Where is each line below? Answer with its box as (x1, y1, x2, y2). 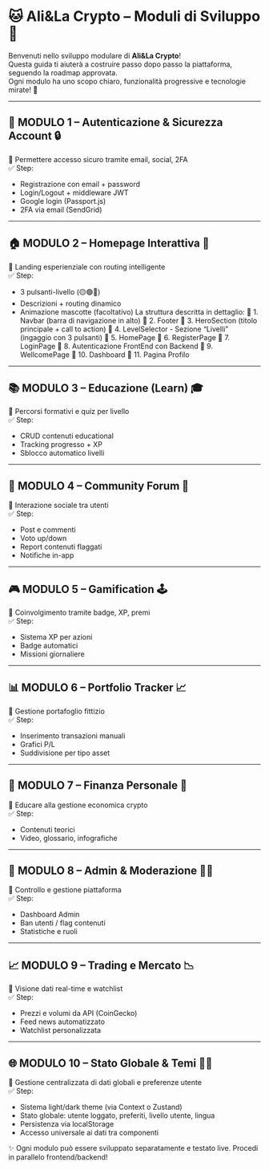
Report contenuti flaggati (19, 542, 102, 552)
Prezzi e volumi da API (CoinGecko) (19, 1009, 138, 1018)
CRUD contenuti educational (19, 431, 114, 441)
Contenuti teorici (19, 824, 75, 834)
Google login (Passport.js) (19, 196, 106, 205)
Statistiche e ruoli (19, 927, 78, 936)
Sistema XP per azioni (19, 632, 93, 641)
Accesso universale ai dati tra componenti (19, 1127, 159, 1138)
